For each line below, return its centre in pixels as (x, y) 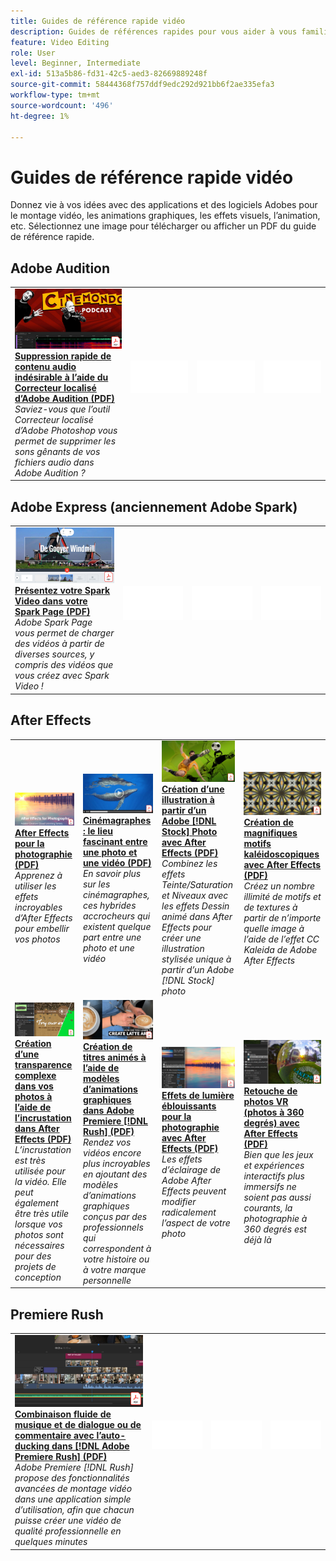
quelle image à (274, 929)
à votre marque (114, 1269)
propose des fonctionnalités (72, 1478)
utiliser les (35, 886)
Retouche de (270, 1091)
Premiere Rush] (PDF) (61, 1457)
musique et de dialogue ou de (78, 1425)
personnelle (107, 1280)
